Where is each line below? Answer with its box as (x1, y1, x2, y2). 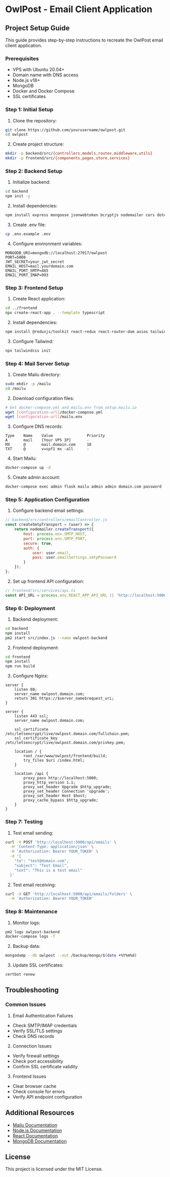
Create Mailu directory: (12, 371, 61, 377)
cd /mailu (5, 386, 26, 391)
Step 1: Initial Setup (5, 106, 54, 113)
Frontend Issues (12, 1073, 47, 1079)
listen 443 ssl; (14, 714, 49, 719)
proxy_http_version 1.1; (23, 780, 76, 785)
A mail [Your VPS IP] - (5, 438, 90, 443)
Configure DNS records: (12, 423, 63, 429)
